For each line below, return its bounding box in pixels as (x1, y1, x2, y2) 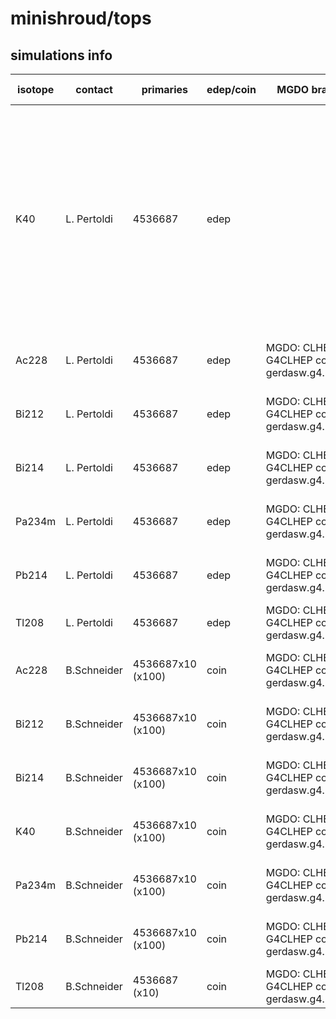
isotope (17, 83, 55, 96)
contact (75, 83, 113, 96)
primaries (141, 83, 188, 96)
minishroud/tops (10, 7, 152, 30)
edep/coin (206, 83, 257, 96)
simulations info (10, 47, 113, 64)
